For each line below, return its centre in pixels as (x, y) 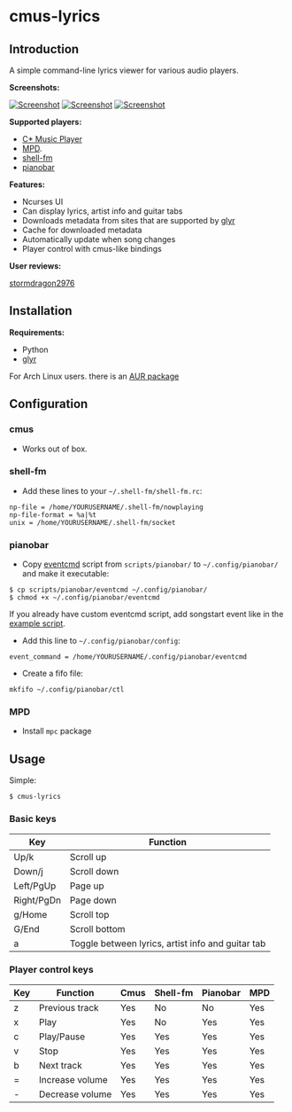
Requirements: (37, 332)
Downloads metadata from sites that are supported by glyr (129, 220)
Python (35, 349)
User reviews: (35, 266)
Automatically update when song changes (99, 239)
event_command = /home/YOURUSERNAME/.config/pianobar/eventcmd (128, 657)
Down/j (29, 871)
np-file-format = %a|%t (53, 515)
